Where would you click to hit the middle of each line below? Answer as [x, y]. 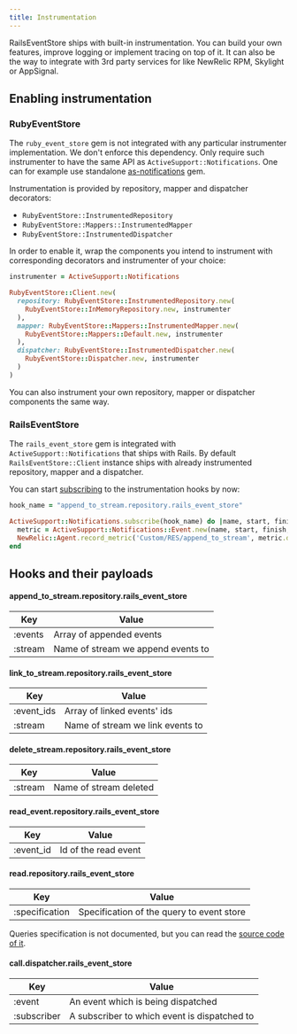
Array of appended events [107, 634]
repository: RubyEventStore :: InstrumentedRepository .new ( [126, 301]
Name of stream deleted [104, 788]
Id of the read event [100, 850]
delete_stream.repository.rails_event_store [90, 749]
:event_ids [34, 711]
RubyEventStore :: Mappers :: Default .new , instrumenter [124, 334]
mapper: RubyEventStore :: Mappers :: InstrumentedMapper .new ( [128, 326]
